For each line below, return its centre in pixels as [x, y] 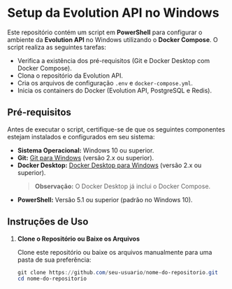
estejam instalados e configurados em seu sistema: [81, 136]
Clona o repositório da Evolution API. [70, 76]
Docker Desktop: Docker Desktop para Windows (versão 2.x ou [109, 165]
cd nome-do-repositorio [52, 279]
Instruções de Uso [48, 222]
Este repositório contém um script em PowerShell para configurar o [105, 32]
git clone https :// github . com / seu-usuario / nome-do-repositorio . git [118, 272]
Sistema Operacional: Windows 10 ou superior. [86, 150]
